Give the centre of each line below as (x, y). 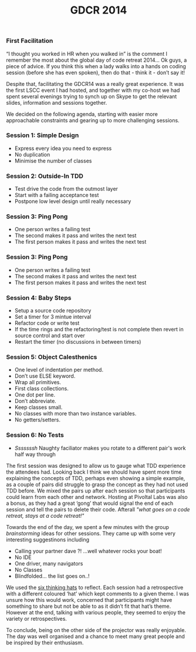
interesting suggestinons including (48, 540)
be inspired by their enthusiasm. (45, 643)
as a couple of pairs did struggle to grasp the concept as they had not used (97, 484)
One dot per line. (35, 395)
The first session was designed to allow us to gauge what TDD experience (96, 465)
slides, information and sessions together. (57, 102)
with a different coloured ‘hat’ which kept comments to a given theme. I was (98, 593)
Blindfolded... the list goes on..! (52, 576)
